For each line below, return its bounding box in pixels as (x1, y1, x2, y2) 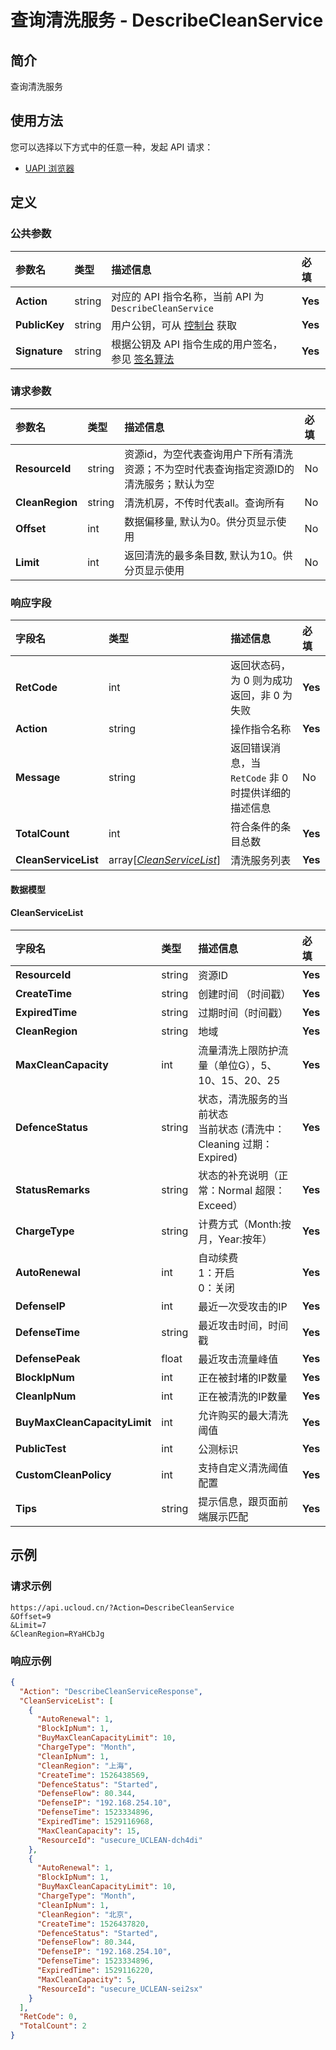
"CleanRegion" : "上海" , (36, 1761, 133, 1771)
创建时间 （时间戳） (198, 987, 292, 1001)
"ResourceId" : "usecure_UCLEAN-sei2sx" (36, 1984, 203, 1994)
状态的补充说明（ (198, 1168, 279, 1182)
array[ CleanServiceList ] (108, 853, 222, 867)
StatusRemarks (15, 1182, 91, 1196)
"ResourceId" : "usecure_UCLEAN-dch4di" (36, 1835, 203, 1845)
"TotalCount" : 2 (19, 2021, 87, 2031)
